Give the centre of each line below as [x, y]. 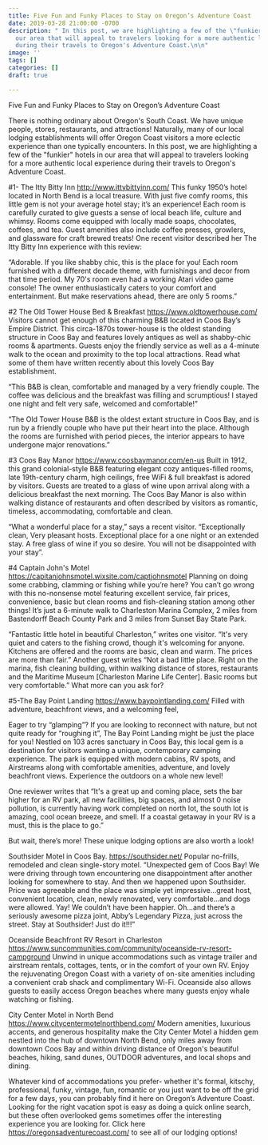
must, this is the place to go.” [56, 825]
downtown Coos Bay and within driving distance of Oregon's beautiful [124, 1048]
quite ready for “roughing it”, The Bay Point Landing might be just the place [131, 733]
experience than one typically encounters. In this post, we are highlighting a [133, 146]
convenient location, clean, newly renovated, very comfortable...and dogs [129, 899]
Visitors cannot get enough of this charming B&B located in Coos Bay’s [124, 320]
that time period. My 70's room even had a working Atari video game [121, 279]
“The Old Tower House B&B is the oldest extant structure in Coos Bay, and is [134, 419]
